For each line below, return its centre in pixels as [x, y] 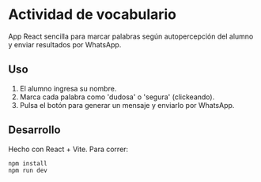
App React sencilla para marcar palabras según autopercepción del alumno [131, 36]
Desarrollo [34, 130]
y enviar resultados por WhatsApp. [65, 44]
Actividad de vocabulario [92, 15]
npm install [28, 163]
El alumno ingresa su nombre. [68, 88]
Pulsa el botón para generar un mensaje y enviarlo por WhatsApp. [127, 105]
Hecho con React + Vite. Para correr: [68, 149]
